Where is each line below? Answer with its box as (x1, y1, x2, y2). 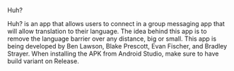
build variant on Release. (7, 57, 79, 65)
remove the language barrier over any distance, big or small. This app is (7, 34, 217, 43)
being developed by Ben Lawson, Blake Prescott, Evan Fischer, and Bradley (7, 42, 228, 50)
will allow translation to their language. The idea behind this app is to (7, 27, 207, 35)
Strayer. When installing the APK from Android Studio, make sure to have (7, 49, 219, 58)
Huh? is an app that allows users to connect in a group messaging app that (7, 20, 225, 27)
